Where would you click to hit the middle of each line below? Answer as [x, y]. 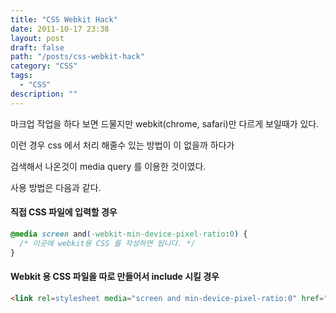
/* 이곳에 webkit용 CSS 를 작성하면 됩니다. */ [107, 243]
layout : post [37, 38]
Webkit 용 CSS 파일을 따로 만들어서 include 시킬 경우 [115, 277]
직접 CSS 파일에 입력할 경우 [64, 212]
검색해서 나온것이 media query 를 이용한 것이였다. [108, 166]
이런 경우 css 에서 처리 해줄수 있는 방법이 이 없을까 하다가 [122, 145]
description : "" [44, 94]
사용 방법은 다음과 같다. [56, 187]
